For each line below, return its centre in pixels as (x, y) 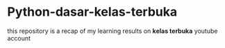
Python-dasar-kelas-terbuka (92, 12)
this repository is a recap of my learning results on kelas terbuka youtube (112, 31)
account (19, 38)
